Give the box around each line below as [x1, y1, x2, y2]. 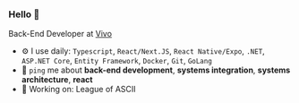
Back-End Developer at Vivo [8, 29, 113, 39]
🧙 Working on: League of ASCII [21, 84, 136, 95]
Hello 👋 [8, 8, 40, 21]
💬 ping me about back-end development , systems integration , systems [21, 64, 291, 75]
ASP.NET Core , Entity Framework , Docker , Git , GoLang [21, 56, 212, 66]
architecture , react [21, 74, 93, 85]
